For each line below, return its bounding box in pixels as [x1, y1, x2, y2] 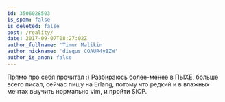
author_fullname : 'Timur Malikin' [7, 41, 106, 48]
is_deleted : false [7, 22, 60, 29]
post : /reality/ [7, 29, 54, 36]
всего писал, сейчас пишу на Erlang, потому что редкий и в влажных [7, 80, 210, 88]
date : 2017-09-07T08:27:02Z [7, 35, 88, 42]
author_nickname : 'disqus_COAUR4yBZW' [7, 48, 118, 55]
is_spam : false [7, 16, 51, 23]
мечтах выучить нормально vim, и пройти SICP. [7, 87, 147, 95]
